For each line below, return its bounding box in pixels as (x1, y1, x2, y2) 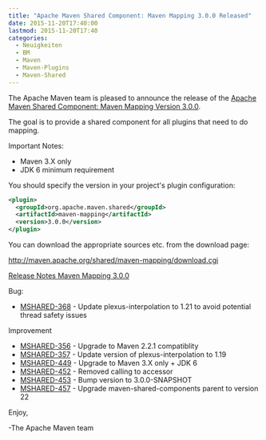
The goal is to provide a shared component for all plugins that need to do (8, 117, 248, 126)
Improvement (8, 326, 52, 335)
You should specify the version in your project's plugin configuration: (8, 180, 236, 190)
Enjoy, (8, 408, 29, 417)
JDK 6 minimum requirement (19, 165, 114, 174)
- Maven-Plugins (15, 64, 69, 72)
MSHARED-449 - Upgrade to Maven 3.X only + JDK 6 (19, 359, 198, 367)
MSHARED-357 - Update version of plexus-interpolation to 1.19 (19, 350, 227, 359)
